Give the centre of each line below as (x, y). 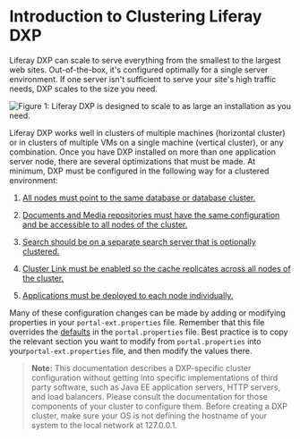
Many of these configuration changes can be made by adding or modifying (148, 312)
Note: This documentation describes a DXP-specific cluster (141, 367)
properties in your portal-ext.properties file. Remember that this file (137, 322)
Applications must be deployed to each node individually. (128, 295)
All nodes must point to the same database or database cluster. (139, 198)
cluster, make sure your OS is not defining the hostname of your (149, 415)
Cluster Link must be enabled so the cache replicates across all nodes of (156, 268)
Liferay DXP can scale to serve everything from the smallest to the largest (145, 60)
